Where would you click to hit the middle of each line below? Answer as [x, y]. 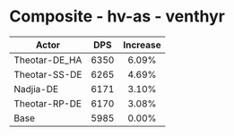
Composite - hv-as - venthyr [117, 17]
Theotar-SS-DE [48, 74]
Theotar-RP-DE [48, 103]
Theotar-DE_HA [48, 60]
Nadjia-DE [36, 89]
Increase [142, 45]
